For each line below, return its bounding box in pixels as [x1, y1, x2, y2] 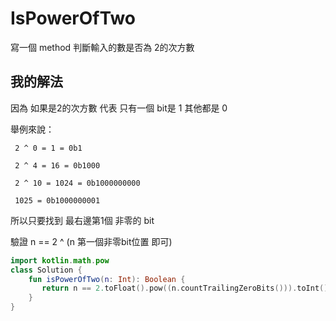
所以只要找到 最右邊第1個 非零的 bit [10, 214, 155, 226]
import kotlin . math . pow [10, 255, 110, 266]
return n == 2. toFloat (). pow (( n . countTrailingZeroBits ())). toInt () [41, 283, 329, 294]
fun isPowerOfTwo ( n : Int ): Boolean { [28, 274, 186, 284]
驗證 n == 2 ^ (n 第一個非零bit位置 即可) [10, 235, 173, 247]
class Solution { [10, 265, 83, 275]
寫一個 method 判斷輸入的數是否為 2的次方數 [10, 41, 195, 53]
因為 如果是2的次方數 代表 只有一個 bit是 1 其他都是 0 [10, 102, 228, 114]
